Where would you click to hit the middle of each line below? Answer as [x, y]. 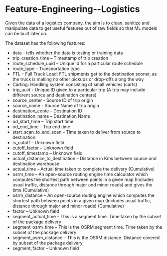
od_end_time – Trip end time [41, 127]
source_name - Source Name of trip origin [56, 105]
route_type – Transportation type [46, 69]
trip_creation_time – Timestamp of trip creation [60, 58]
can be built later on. [26, 33]
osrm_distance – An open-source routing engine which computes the [83, 195]
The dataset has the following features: [45, 43]
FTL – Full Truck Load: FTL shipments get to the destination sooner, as [84, 74]
